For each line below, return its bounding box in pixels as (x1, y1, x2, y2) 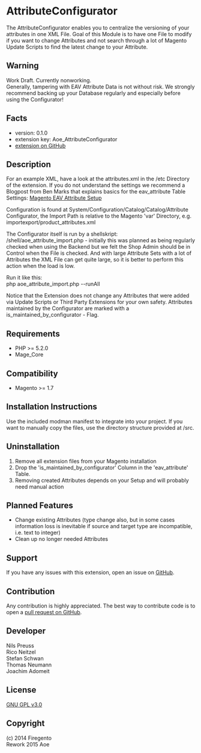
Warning (6, 61, 39, 71)
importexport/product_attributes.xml (6, 219, 96, 226)
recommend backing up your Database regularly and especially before (6, 89, 181, 97)
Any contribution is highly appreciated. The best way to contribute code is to (6, 602, 196, 609)
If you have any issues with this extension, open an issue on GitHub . (6, 569, 175, 576)
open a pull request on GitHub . (6, 609, 82, 616)
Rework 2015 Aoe (6, 740, 50, 748)
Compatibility (6, 368, 58, 379)
